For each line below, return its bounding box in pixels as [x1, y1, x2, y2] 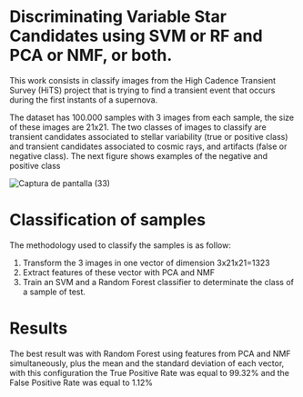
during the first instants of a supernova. [9, 94, 158, 105]
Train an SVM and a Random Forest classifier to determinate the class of [22, 276, 294, 287]
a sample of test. [22, 286, 86, 297]
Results [9, 318, 68, 339]
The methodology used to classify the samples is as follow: [9, 239, 232, 251]
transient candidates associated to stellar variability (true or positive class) [9, 131, 288, 142]
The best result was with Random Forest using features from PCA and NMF [9, 348, 291, 359]
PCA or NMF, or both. [9, 45, 173, 65]
